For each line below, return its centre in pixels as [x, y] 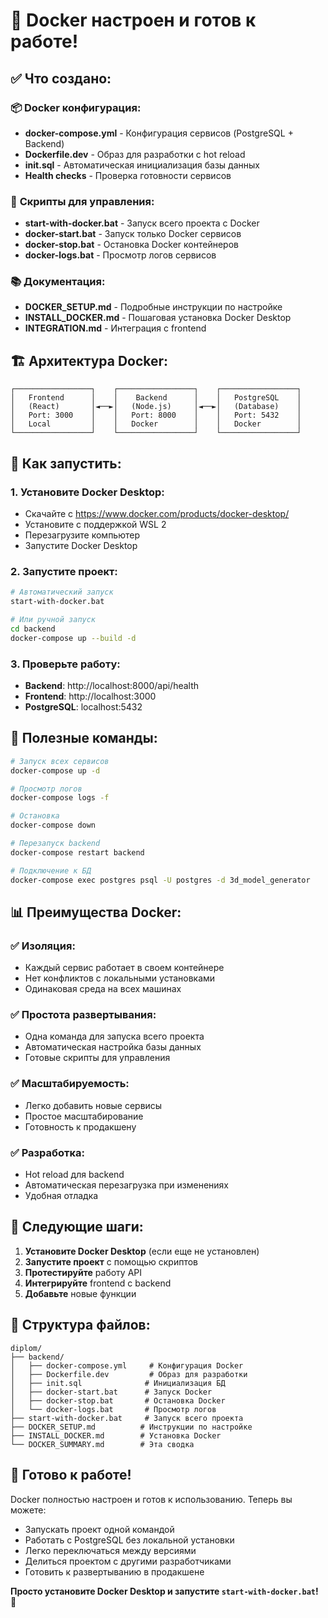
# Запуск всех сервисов [60, 761]
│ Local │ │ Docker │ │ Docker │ [156, 424]
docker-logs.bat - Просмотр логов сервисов [120, 255]
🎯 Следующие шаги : [77, 1227]
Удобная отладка [61, 1196]
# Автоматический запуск [62, 592]
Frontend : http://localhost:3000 [90, 696]
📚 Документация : [58, 282]
